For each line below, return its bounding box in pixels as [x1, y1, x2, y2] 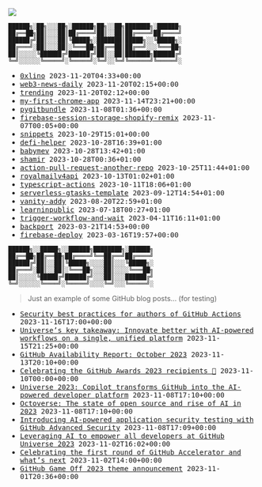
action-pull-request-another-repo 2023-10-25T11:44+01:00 [19, 164, 250, 172]
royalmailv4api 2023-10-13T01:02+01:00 [19, 172, 175, 180]
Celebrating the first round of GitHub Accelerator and [19, 448, 241, 457]
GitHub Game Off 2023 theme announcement [19, 464, 184, 473]
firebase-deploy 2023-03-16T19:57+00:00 [19, 231, 180, 240]
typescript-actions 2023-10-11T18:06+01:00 [19, 180, 192, 189]
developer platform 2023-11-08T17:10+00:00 [53, 391, 225, 399]
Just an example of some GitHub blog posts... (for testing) [27, 294, 218, 303]
